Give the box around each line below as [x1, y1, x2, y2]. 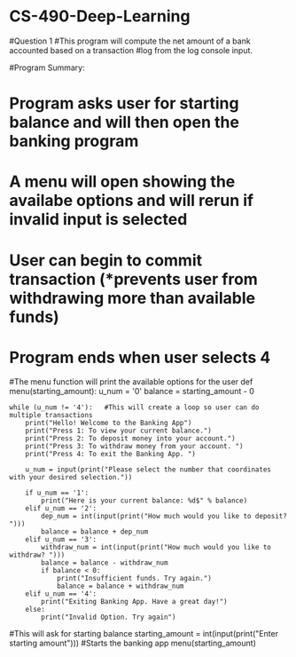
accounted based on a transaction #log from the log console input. [9, 44, 253, 55]
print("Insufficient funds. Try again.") [56, 574, 213, 583]
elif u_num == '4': [25, 590, 97, 598]
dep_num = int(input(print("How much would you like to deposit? [41, 512, 288, 521]
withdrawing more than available [9, 288, 255, 308]
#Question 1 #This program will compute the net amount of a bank [9, 36, 251, 46]
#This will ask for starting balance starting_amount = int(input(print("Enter [9, 629, 279, 639]
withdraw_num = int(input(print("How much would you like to [41, 543, 272, 552]
